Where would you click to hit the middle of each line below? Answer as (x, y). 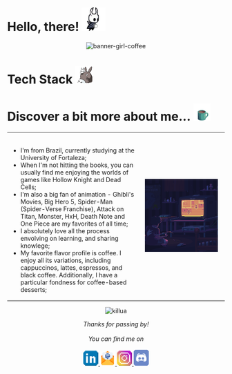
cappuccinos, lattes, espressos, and (71, 267)
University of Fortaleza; (54, 157)
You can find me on (116, 339)
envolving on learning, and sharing (69, 238)
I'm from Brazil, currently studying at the (77, 150)
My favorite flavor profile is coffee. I (71, 253)
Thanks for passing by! (116, 324)
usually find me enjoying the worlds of (75, 172)
